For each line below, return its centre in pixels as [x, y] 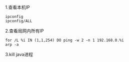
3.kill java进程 [19, 54]
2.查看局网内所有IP [24, 31]
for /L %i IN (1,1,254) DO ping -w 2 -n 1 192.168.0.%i [64, 40]
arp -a [12, 45]
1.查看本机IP [17, 7]
